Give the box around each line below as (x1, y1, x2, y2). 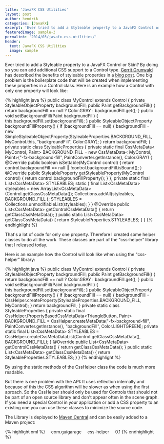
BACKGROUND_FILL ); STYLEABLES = (5, 196, 82, 202)
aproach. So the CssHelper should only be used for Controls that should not (5, 389, 158, 395)
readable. (5, 369, 24, 375)
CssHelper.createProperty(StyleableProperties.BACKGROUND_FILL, (5, 297, 142, 303)
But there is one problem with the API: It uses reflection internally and (5, 378, 145, 384)
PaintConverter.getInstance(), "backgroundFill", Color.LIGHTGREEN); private (5, 323, 158, 329)
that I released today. (5, 242, 48, 248)
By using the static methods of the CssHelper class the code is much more (5, 364, 155, 370)
